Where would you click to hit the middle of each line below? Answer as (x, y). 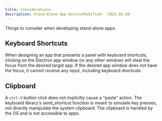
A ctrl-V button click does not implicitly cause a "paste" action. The (74, 98)
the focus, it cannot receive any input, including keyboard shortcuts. (74, 71)
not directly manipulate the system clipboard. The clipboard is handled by (79, 108)
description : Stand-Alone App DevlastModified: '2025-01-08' (69, 14)
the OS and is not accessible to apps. (42, 113)
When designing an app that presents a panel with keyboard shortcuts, (76, 55)
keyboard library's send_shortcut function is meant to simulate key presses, (81, 103)
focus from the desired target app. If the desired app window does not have (81, 65)
